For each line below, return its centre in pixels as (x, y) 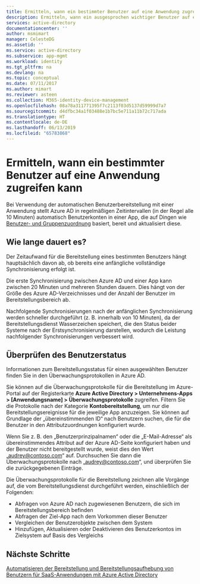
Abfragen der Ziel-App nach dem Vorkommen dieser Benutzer (91, 517)
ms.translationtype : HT (36, 117)
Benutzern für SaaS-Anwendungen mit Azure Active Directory (82, 575)
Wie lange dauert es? (46, 242)
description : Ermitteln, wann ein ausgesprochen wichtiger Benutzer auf (98, 17)
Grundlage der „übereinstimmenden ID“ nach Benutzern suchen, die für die (98, 419)
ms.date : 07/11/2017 (32, 84)
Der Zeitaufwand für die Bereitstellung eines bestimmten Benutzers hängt (96, 256)
